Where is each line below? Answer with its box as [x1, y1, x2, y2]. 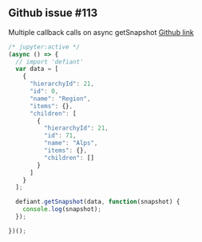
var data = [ [15, 65, 59, 73]
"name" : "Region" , [29, 95, 91, 103]
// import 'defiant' [15, 57, 84, 66]
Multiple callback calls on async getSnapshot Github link [8, 27, 194, 37]
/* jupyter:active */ [8, 43, 81, 51]
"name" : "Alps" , [43, 139, 98, 147]
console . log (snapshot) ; [22, 205, 102, 213]
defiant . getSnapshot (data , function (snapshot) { [15, 198, 180, 206]
